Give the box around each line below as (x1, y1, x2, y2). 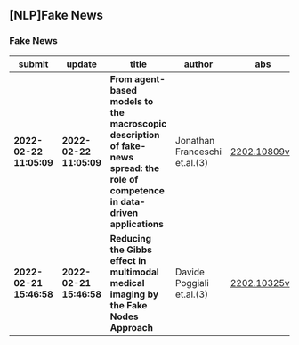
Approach (109, 321, 154, 333)
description (109, 128, 160, 141)
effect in (109, 254, 147, 267)
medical (109, 276, 145, 289)
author (183, 58, 214, 70)
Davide (174, 266, 205, 278)
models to (109, 94, 154, 107)
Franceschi (174, 145, 222, 158)
